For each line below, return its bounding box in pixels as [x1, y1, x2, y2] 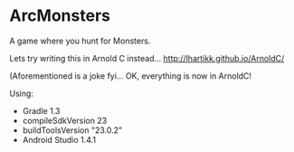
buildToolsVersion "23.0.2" [22, 124, 123, 136]
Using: [9, 88, 34, 99]
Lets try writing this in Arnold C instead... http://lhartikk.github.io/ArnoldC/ [9, 52, 285, 63]
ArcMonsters [9, 5, 111, 26]
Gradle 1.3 [22, 105, 61, 116]
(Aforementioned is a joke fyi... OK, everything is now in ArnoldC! [9, 70, 251, 81]
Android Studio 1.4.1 [22, 134, 97, 145]
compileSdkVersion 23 [22, 115, 108, 126]
